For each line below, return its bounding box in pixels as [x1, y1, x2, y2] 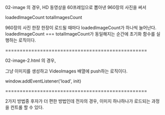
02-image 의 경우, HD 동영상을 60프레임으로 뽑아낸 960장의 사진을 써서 [5, 4, 146, 10]
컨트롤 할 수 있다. [10, 104, 44, 110]
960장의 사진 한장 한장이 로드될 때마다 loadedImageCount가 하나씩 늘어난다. [5, 24, 156, 30]
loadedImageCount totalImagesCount [5, 14, 82, 20]
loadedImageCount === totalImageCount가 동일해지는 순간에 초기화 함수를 [5, 31, 155, 36]
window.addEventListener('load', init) [5, 78, 81, 84]
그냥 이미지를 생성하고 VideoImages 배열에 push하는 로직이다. [5, 68, 128, 74]
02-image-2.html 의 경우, [5, 57, 56, 63]
